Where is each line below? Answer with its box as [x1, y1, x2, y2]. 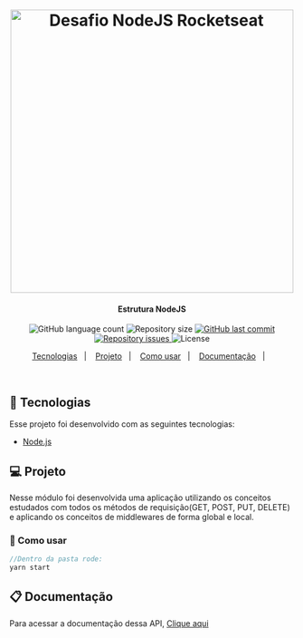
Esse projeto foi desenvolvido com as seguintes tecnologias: [9, 419, 235, 430]
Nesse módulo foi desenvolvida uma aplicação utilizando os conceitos [9, 492, 271, 503]
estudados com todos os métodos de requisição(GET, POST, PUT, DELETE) [9, 502, 291, 513]
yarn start [9, 563, 51, 573]
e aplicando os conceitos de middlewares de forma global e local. [9, 512, 255, 523]
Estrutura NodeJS [117, 304, 187, 314]
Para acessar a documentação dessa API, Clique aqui [9, 617, 210, 629]
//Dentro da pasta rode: [9, 555, 103, 564]
